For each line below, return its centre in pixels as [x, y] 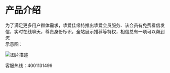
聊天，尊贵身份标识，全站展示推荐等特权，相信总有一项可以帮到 [98, 31]
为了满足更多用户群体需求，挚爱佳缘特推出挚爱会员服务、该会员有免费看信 [83, 25]
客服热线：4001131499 [29, 65]
